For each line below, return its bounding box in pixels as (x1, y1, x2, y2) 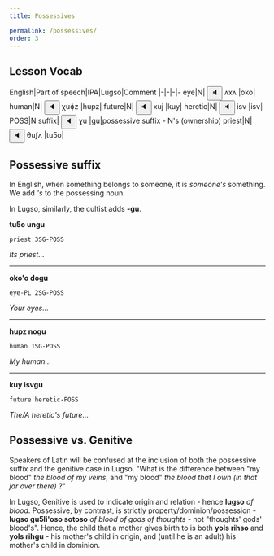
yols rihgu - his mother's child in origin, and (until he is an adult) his (9, 531, 237, 541)
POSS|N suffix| (9, 116, 59, 126)
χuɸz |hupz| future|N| (61, 102, 135, 112)
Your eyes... (9, 303, 50, 313)
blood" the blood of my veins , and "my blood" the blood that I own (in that (9, 472, 258, 482)
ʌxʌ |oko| (224, 87, 256, 98)
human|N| (9, 102, 43, 112)
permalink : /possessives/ (9, 26, 97, 35)
